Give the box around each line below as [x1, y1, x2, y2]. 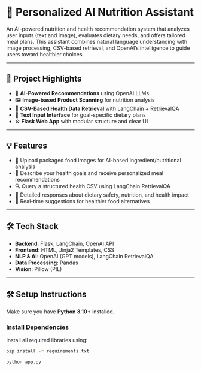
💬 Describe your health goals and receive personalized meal [14, 169, 163, 176]
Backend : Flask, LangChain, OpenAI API [14, 240, 114, 248]
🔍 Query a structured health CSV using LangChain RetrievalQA [14, 182, 170, 189]
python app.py [6, 359, 42, 365]
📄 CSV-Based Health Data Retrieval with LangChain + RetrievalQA [14, 105, 179, 112]
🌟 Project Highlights [6, 74, 82, 84]
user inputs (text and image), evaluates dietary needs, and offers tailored [6, 31, 186, 38]
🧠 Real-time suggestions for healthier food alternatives [14, 197, 150, 204]
